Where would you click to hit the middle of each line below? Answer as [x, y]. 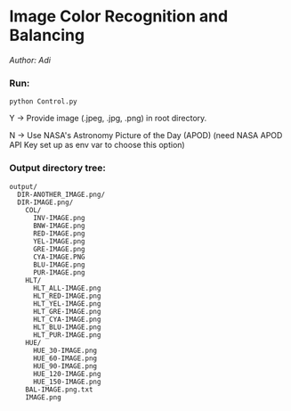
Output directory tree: [58, 169]
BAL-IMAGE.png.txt [59, 390]
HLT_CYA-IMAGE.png [67, 319]
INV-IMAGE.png [59, 218]
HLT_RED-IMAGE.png [67, 296]
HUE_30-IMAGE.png [65, 350]
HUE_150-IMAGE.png [67, 382]
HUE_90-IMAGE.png [65, 366]
